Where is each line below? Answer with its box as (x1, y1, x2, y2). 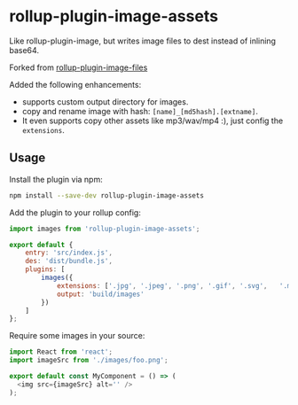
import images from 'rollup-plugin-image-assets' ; (9, 224, 200, 233)
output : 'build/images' (56, 290, 145, 299)
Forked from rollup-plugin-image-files (9, 62, 148, 73)
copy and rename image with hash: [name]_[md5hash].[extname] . (21, 105, 259, 116)
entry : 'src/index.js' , (25, 248, 114, 258)
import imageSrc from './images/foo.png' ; (9, 356, 169, 365)
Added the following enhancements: (9, 79, 142, 90)
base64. (9, 44, 40, 55)
